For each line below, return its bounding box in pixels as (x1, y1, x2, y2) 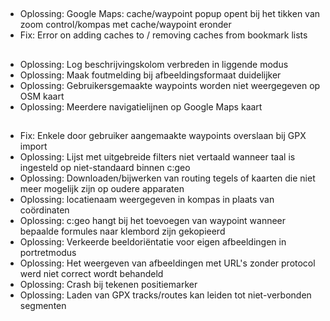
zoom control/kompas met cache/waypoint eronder (19, 19, 232, 31)
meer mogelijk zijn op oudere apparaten (19, 183, 185, 195)
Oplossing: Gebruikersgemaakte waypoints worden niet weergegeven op (19, 79, 321, 91)
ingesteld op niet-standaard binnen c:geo (19, 162, 191, 174)
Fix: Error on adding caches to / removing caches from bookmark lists (19, 29, 308, 41)
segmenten (19, 300, 67, 312)
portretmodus (19, 247, 77, 259)
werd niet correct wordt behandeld (19, 268, 164, 280)
